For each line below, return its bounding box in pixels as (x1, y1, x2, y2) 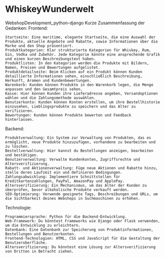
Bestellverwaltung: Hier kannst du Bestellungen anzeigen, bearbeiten (5, 148, 154, 153)
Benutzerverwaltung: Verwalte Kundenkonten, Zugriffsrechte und (5, 157, 140, 162)
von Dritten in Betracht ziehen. (5, 249, 74, 254)
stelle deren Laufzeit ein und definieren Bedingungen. (5, 170, 123, 175)
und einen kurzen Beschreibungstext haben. (5, 56, 96, 61)
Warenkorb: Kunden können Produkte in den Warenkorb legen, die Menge (5, 82, 154, 87)
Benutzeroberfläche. (5, 240, 48, 245)
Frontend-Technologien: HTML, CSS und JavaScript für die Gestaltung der (5, 236, 161, 241)
